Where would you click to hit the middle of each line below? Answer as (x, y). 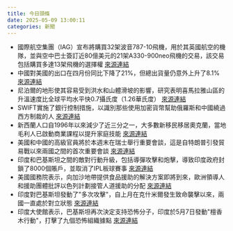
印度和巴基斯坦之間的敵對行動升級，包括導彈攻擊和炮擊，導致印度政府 (118, 160)
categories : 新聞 (31, 26)
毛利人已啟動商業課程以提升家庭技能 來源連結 (82, 134)
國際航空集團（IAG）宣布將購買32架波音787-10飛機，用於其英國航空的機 (121, 47)
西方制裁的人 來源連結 (49, 117)
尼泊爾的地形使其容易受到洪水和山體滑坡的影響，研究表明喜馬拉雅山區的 (121, 90)
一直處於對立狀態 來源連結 (61, 203)
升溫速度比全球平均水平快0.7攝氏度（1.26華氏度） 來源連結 (102, 99)
